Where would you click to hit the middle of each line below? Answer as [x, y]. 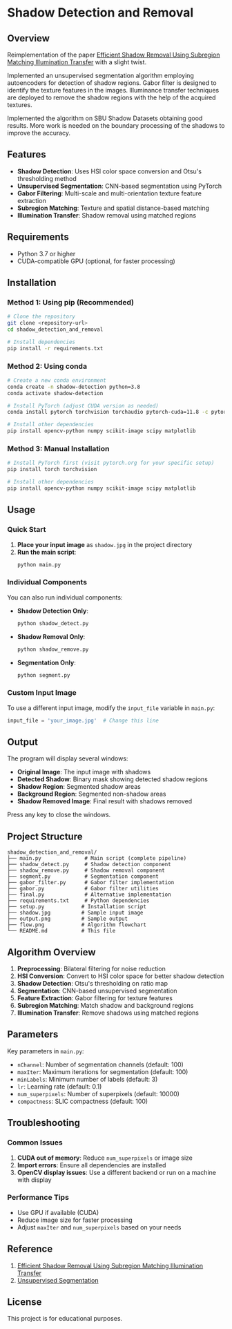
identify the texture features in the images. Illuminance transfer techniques [113, 90]
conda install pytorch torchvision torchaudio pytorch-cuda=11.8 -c [108, 412]
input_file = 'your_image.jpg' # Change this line [83, 720]
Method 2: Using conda [47, 366]
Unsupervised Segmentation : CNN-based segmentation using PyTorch [119, 186]
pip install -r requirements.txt [55, 348]
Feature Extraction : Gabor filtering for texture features [95, 998]
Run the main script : [47, 552]
